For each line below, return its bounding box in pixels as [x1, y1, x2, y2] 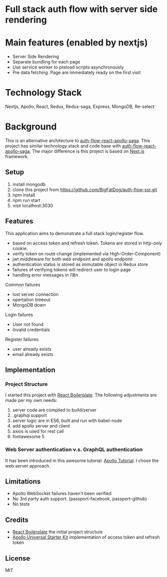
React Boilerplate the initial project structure [12, 529, 103, 535]
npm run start [12, 197, 41, 203]
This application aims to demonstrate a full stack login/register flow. [5, 230, 145, 236]
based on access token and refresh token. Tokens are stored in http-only [12, 240, 163, 246]
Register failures [5, 336, 39, 342]
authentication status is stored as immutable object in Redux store [12, 261, 148, 267]
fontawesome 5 [12, 433, 45, 439]
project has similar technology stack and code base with [5, 143, 121, 148]
